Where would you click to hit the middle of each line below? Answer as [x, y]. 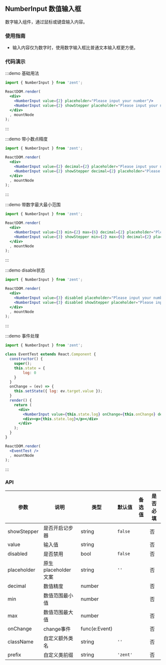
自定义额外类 [58, 638]
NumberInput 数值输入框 [43, 9]
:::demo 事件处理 [22, 336]
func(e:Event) [97, 628]
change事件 [57, 629]
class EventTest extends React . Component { [51, 354]
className [21, 642]
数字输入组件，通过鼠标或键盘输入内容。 [46, 22]
